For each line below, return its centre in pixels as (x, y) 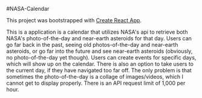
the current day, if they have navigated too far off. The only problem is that (99, 70)
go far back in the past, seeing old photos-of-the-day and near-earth (92, 45)
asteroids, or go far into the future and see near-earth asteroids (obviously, (99, 51)
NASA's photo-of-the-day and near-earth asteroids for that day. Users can (99, 38)
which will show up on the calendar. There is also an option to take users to (100, 64)
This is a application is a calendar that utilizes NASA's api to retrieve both (97, 32)
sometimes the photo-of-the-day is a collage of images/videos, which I (95, 77)
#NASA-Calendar (28, 9)
